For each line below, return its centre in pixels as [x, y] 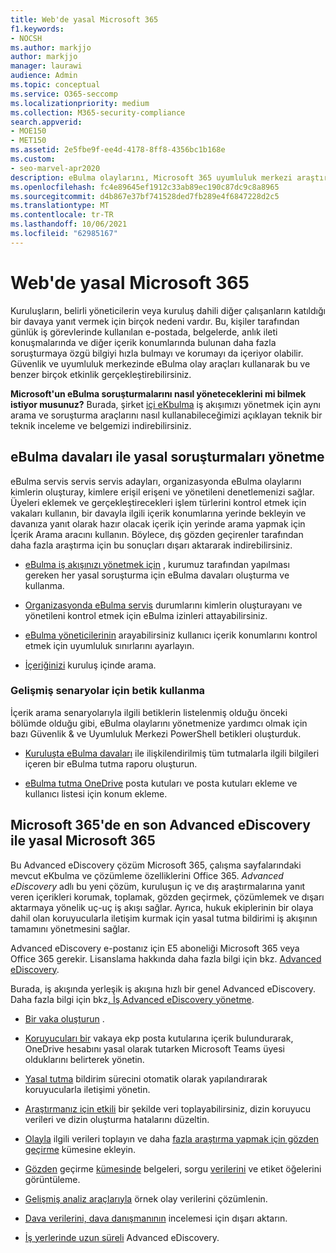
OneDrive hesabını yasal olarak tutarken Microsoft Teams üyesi [155, 1048]
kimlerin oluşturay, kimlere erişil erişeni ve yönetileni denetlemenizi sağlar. [162, 492]
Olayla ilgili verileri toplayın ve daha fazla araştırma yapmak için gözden [172, 1138]
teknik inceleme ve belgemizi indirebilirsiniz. [101, 425]
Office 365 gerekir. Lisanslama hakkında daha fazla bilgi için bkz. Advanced [166, 958]
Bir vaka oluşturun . [64, 1018]
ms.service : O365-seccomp [64, 94]
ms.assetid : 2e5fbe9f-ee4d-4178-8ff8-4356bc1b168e [118, 150]
